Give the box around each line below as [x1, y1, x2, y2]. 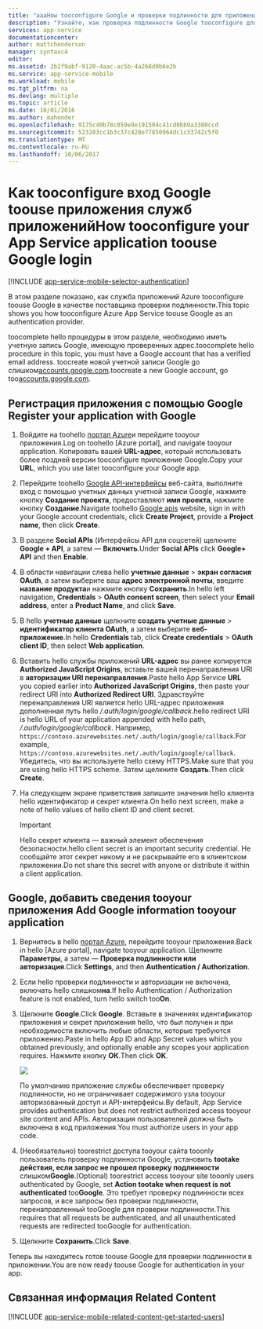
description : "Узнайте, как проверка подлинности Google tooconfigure [8, 19, 243, 27]
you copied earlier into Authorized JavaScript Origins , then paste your [19, 681, 250, 690]
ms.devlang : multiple [8, 92, 79, 100]
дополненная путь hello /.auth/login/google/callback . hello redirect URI [19, 706, 250, 716]
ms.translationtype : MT [8, 135, 86, 144]
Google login [8, 251, 92, 269]
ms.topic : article [8, 99, 68, 107]
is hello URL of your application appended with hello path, [19, 715, 207, 723]
